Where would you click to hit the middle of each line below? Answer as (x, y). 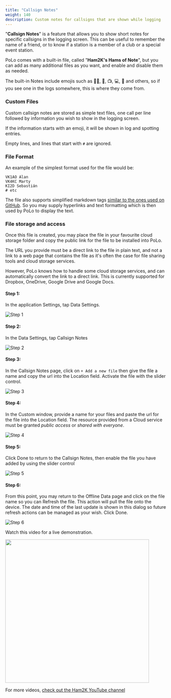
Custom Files (22, 101)
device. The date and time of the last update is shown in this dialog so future (86, 507)
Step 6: (13, 485)
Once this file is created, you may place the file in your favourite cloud (79, 235)
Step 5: (13, 447)
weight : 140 (18, 15)
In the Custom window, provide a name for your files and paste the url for (82, 415)
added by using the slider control (40, 463)
